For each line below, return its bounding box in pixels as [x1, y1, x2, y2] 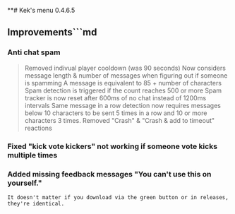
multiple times [7, 150, 58, 160]
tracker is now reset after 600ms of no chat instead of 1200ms [24, 93, 207, 102]
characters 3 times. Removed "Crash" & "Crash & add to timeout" [24, 116, 215, 124]
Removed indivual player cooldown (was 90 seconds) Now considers [24, 64, 226, 72]
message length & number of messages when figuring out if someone [24, 71, 228, 80]
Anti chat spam [7, 47, 61, 57]
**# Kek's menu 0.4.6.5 [7, 6, 76, 14]
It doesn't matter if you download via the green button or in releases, [7, 194, 229, 201]
